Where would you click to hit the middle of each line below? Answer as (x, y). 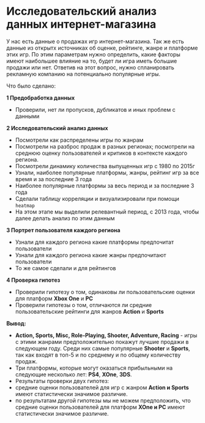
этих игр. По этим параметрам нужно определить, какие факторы (93, 54)
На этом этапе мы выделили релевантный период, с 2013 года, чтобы (107, 211)
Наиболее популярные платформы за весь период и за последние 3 (105, 185)
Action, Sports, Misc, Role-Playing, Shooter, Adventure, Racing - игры (106, 335)
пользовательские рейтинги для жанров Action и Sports (89, 311)
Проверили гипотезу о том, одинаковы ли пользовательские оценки (105, 292)
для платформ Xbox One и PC (54, 298)
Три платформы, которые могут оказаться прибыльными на (94, 368)
